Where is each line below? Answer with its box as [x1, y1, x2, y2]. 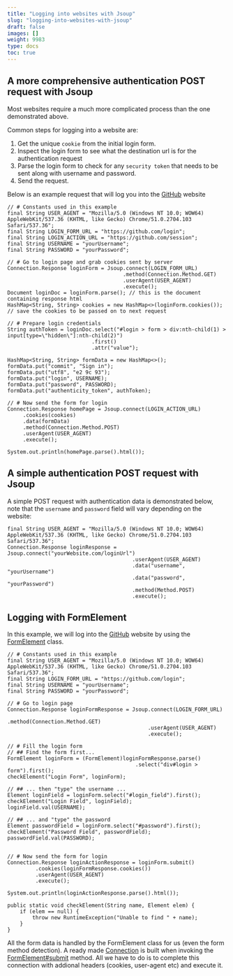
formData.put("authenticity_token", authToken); [7, 387, 151, 394]
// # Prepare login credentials [7, 320, 101, 327]
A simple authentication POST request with [7, 467, 199, 479]
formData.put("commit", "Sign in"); [7, 362, 114, 369]
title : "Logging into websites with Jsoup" [7, 10, 136, 17]
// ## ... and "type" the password [7, 816, 111, 823]
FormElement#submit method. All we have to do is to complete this [7, 954, 200, 962]
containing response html [7, 295, 82, 302]
